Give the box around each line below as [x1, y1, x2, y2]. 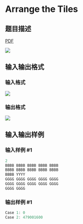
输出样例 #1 [5, 199, 32, 206]
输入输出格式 [5, 63, 44, 72]
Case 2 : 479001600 [5, 215, 43, 220]
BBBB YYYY [5, 172, 26, 177]
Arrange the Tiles [5, 3, 78, 15]
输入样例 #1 [5, 147, 32, 153]
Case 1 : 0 [5, 210, 26, 216]
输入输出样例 [5, 131, 44, 139]
